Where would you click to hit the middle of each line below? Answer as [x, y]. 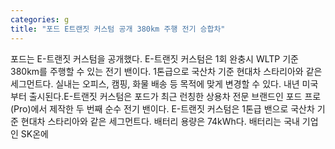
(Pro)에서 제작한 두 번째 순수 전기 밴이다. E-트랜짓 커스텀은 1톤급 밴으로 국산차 [162, 108]
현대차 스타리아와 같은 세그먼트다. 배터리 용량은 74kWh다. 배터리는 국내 [160, 121]
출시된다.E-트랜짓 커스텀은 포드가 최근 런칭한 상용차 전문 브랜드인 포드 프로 [175, 96]
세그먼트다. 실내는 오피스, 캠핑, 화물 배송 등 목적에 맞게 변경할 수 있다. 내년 [155, 83]
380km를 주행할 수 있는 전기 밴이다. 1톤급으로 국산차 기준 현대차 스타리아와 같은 [166, 71]
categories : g [40, 19]
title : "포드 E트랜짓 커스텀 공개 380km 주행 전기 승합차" [118, 29]
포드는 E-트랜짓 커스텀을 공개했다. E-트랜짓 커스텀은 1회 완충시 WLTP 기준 [154, 58]
